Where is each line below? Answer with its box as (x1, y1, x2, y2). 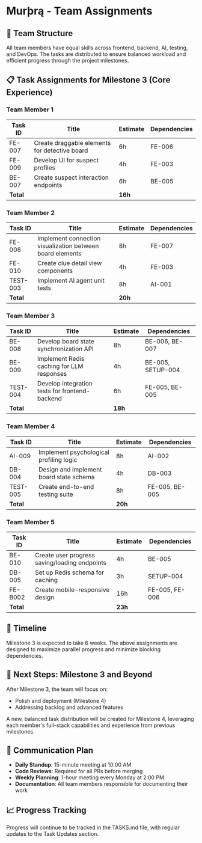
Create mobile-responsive (35, 585, 110, 593)
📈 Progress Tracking (6, 805, 87, 815)
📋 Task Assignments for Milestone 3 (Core (6, 75, 171, 85)
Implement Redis (37, 355, 85, 363)
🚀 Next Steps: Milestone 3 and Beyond (6, 669, 153, 680)
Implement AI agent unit (37, 276, 105, 284)
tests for (37, 387, 61, 395)
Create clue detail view (37, 259, 102, 267)
